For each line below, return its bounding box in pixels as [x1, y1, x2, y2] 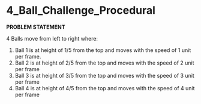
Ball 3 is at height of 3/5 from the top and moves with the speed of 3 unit [14, 72, 195, 79]
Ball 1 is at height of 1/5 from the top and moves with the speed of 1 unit [14, 46, 191, 54]
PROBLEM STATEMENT [6, 23, 65, 30]
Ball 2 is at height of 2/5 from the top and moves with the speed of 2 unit [14, 59, 194, 66]
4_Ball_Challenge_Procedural [6, 4, 156, 17]
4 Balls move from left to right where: [6, 35, 98, 42]
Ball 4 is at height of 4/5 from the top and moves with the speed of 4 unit [14, 84, 195, 91]
